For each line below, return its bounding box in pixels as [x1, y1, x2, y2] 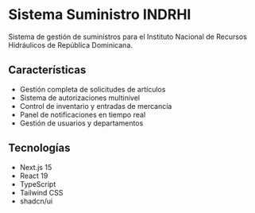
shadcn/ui [19, 196, 53, 206]
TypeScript [19, 179, 56, 188]
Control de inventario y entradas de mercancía [19, 101, 172, 110]
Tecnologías [8, 141, 71, 155]
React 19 [19, 171, 48, 180]
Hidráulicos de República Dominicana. [8, 40, 133, 49]
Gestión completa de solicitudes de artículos [19, 84, 166, 94]
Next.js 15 [19, 162, 52, 172]
